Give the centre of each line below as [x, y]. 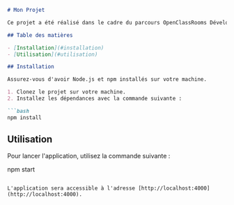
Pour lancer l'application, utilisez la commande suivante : [89, 156]
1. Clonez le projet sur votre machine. [67, 92]
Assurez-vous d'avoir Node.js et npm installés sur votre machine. [107, 79]
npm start [21, 169]
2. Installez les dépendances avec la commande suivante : [95, 98]
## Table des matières [40, 35]
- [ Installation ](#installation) [56, 48]
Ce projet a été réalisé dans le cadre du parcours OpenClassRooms [107, 22]
